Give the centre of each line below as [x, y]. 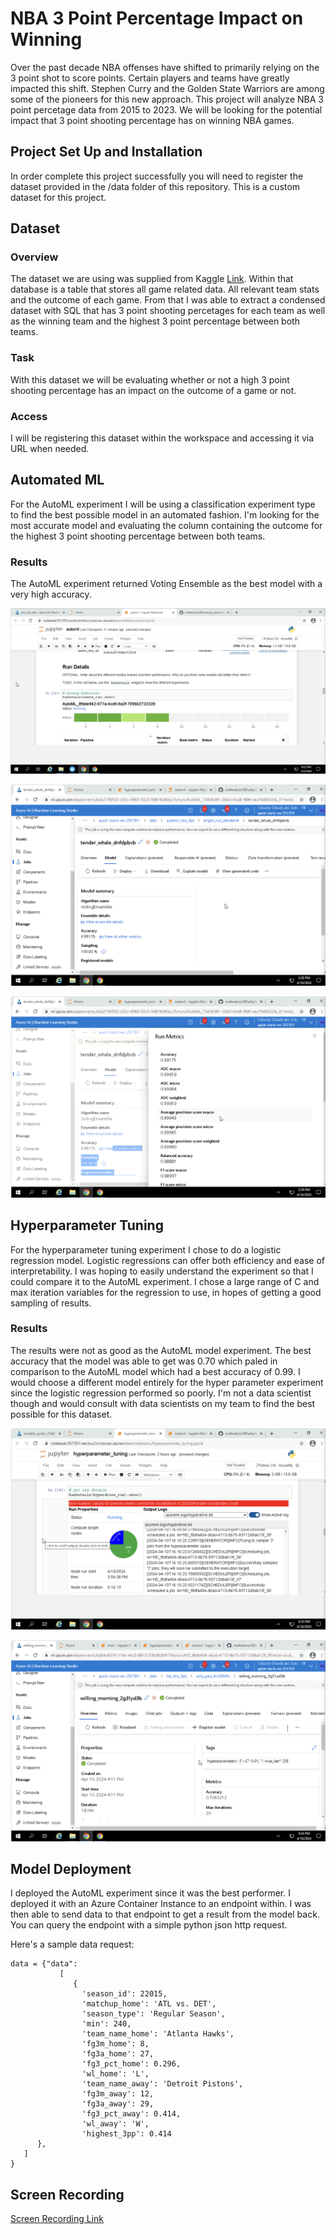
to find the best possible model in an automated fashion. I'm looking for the [165, 514]
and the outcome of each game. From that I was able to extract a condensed [168, 300]
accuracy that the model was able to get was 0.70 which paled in [144, 1361]
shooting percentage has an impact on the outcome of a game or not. [153, 390]
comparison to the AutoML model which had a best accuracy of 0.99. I [155, 1371]
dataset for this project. [58, 197]
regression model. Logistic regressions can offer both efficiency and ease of [167, 1260]
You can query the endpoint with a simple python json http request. [149, 1925]
